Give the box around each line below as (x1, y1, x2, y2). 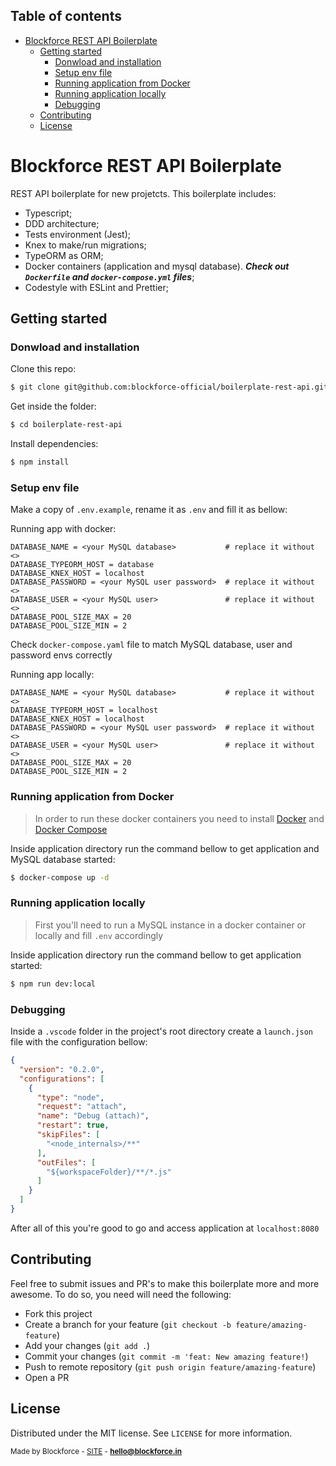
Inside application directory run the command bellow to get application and (10, 842, 320, 854)
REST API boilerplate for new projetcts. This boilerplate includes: (10, 187, 277, 199)
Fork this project (24, 1307, 93, 1319)
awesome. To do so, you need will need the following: (10, 1288, 232, 1300)
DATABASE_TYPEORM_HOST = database (10, 560, 155, 570)
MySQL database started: (10, 853, 116, 865)
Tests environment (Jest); (24, 228, 132, 240)
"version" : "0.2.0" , (19, 1064, 105, 1074)
